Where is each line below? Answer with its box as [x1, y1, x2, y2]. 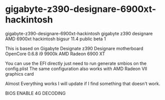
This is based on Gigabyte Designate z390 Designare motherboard [5, 45, 143, 51]
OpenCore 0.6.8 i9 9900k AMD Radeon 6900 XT [5, 51, 105, 57]
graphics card [5, 71, 34, 77]
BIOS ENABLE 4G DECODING [5, 90, 66, 96]
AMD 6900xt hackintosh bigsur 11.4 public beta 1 [5, 36, 106, 42]
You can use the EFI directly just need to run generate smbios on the [5, 60, 147, 66]
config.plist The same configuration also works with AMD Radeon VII [5, 66, 147, 72]
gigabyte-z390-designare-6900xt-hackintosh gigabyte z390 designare [5, 30, 153, 36]
